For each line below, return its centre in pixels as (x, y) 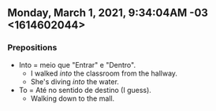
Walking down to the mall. (73, 98)
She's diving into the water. (75, 81)
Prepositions (32, 48)
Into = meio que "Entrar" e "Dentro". (77, 65)
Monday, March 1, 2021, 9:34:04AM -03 (108, 13)
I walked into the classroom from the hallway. (104, 73)
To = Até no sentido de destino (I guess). (85, 90)
